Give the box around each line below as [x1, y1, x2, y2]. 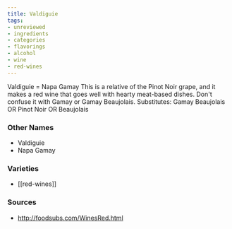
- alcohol [7, 50, 37, 57]
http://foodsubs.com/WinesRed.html [17, 213, 123, 222]
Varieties [7, 163, 39, 173]
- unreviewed [7, 23, 46, 30]
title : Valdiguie [7, 10, 59, 18]
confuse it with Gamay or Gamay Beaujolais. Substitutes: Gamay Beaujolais [7, 97, 226, 106]
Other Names [7, 122, 54, 132]
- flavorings [7, 43, 46, 50]
